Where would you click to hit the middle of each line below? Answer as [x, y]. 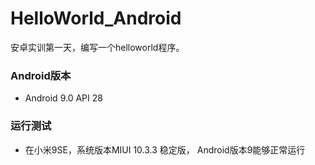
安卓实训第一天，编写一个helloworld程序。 [97, 47]
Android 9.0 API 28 [63, 98]
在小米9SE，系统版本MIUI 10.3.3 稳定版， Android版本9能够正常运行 [165, 149]
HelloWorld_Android [96, 18]
